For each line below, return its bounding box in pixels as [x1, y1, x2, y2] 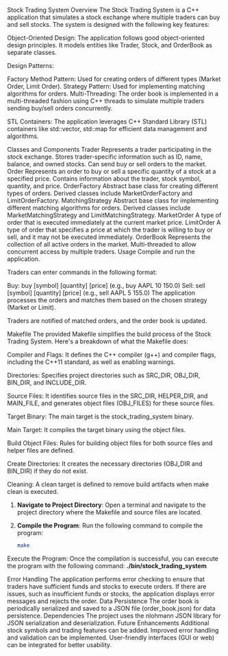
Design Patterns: [7, 62, 55, 69]
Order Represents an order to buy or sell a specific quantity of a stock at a [7, 168, 216, 175]
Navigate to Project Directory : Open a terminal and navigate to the [16, 501, 206, 509]
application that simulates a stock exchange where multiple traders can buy [7, 13, 220, 21]
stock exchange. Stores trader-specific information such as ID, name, [7, 152, 203, 161]
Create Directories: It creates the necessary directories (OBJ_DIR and [7, 460, 203, 468]
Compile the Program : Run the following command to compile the [16, 521, 203, 530]
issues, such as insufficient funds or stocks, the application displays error [7, 589, 215, 598]
